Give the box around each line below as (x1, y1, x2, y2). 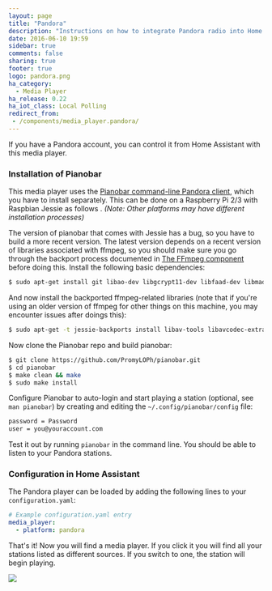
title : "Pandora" (8, 19, 67, 28)
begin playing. (8, 558, 56, 568)
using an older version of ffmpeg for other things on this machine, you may (8, 301, 258, 312)
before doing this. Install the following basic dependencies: (8, 262, 206, 272)
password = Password (8, 418, 79, 426)
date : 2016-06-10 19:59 (8, 34, 89, 43)
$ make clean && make (8, 371, 82, 379)
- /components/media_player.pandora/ (11, 117, 139, 125)
